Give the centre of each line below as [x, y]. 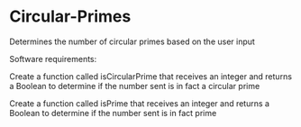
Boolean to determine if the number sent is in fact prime [113, 113]
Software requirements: [53, 59]
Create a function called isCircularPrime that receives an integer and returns [151, 76]
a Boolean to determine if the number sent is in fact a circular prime [135, 86]
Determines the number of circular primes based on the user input [132, 41]
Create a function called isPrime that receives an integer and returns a [140, 103]
